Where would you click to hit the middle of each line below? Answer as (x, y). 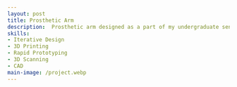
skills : (19, 33)
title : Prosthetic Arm (41, 20)
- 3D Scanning (28, 60)
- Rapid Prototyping (38, 53)
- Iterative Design (36, 40)
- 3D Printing (28, 46)
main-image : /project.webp (47, 72)
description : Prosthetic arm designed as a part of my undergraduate (113, 27)
